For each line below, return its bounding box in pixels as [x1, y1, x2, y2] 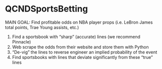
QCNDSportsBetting [5, 3, 88, 14]
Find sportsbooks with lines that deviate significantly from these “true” [12, 54, 153, 60]
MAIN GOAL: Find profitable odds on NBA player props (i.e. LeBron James [5, 19, 153, 25]
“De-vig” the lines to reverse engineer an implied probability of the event [12, 49, 158, 55]
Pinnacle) [12, 39, 32, 44]
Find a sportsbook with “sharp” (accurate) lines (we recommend [12, 34, 141, 40]
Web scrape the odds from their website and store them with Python [12, 44, 149, 50]
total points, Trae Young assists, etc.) [5, 24, 79, 30]
